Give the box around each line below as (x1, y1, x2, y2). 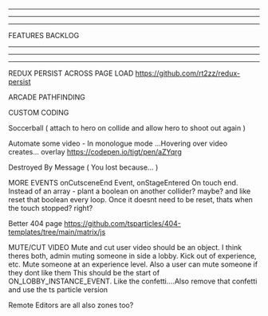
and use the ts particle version (8, 285, 108, 295)
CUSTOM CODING (8, 108, 69, 117)
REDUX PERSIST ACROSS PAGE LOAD (8, 68, 134, 78)
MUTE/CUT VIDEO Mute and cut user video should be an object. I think (8, 243, 242, 252)
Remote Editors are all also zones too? (8, 300, 134, 310)
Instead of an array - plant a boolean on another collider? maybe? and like (8, 186, 251, 196)
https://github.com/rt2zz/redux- (135, 68, 241, 78)
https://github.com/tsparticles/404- (63, 219, 181, 228)
